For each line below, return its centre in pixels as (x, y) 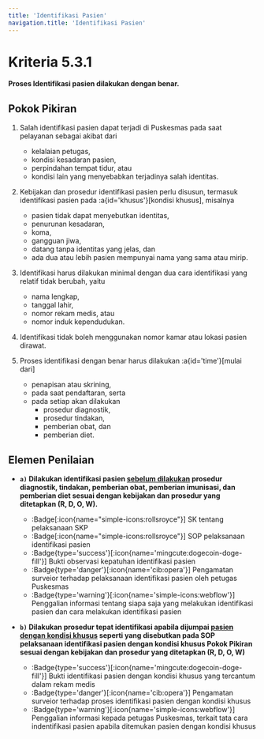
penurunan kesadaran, (68, 224)
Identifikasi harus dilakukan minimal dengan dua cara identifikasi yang (134, 273)
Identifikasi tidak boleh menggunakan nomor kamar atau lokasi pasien (133, 337)
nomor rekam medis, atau (73, 314)
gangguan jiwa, (56, 241)
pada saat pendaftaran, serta (78, 393)
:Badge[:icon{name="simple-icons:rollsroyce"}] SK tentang (127, 519)
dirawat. (33, 345)
